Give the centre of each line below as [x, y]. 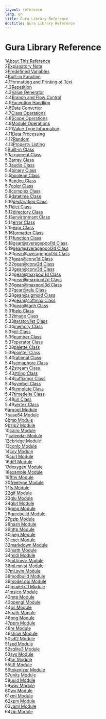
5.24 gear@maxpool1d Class [33, 274]
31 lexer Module [20, 540]
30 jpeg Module [20, 535]
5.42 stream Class [23, 368]
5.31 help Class [19, 311]
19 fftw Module [19, 478]
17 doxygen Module [24, 467]
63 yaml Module [21, 706]
